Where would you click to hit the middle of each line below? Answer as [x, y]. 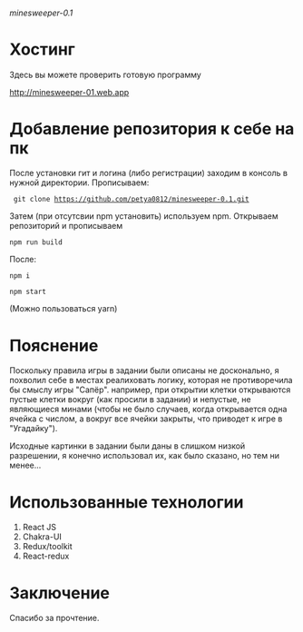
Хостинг [42, 49]
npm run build [36, 242]
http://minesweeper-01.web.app [69, 92]
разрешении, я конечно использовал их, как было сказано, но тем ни [144, 456]
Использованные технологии [127, 502]
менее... [25, 465]
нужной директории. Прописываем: [79, 183]
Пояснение [54, 346]
